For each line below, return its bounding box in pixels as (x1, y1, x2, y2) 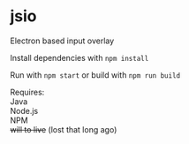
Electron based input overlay (10, 35, 115, 46)
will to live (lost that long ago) (10, 124, 117, 134)
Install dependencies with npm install (10, 52, 149, 63)
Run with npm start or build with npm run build (10, 69, 180, 80)
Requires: (10, 87, 45, 97)
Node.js (10, 105, 39, 116)
